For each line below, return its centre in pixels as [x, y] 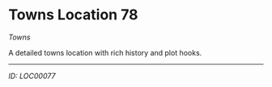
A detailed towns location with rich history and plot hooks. [105, 52]
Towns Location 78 [74, 15]
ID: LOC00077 [32, 76]
